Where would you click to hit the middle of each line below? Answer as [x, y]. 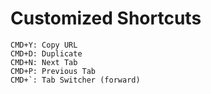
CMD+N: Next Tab [44, 62]
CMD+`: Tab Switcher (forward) [75, 80]
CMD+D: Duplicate [46, 53]
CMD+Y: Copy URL [44, 45]
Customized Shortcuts [106, 18]
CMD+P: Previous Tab [53, 71]
